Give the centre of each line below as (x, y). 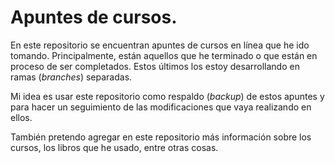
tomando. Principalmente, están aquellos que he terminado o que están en (164, 55)
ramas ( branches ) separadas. (71, 77)
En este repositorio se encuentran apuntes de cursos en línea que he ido (160, 45)
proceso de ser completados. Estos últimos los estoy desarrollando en (155, 66)
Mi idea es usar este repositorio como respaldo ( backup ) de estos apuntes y (167, 96)
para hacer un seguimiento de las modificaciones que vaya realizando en (161, 107)
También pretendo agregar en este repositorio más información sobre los (161, 137)
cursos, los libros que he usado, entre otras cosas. (114, 147)
